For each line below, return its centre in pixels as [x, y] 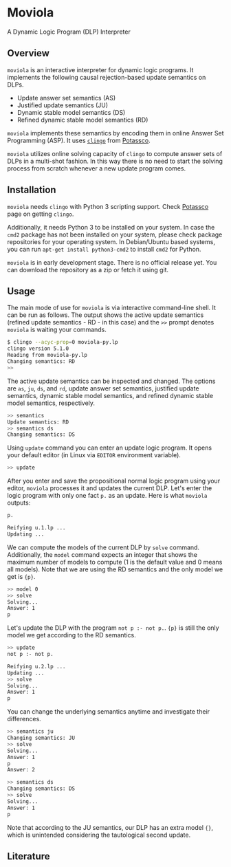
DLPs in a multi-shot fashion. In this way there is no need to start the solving [115, 161]
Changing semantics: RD [41, 362]
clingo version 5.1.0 [38, 349]
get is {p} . [21, 576]
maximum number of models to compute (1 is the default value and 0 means [115, 562]
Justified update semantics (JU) [63, 105]
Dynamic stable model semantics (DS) [71, 112]
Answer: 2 [21, 770]
